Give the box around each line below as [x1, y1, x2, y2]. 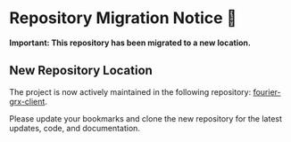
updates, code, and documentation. [9, 122, 141, 133]
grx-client [9, 96, 46, 106]
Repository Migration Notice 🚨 [9, 8, 237, 28]
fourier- [253, 86, 281, 97]
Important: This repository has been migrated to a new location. [9, 37, 252, 48]
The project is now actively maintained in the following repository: [9, 86, 252, 97]
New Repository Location [9, 63, 154, 78]
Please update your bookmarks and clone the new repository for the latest [9, 113, 283, 123]
